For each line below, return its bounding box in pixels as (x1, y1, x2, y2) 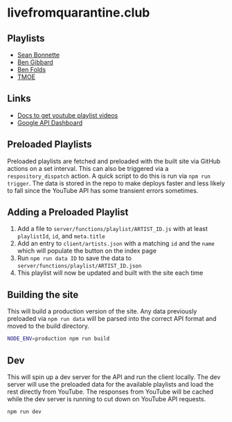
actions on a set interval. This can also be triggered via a (7, 164, 169, 172)
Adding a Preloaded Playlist (7, 206, 129, 219)
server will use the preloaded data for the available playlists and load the (7, 380, 214, 388)
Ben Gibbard (17, 58, 53, 66)
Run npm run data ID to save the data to (17, 254, 132, 262)
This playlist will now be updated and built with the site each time (17, 268, 204, 277)
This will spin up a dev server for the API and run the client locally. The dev (7, 372, 221, 381)
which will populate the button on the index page (17, 247, 157, 255)
